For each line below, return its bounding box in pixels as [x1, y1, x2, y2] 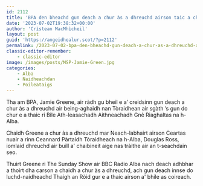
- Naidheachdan [17, 76, 56, 82]
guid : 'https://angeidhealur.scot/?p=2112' [6, 37, 118, 43]
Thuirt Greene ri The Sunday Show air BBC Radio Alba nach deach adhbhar [6, 161, 194, 167]
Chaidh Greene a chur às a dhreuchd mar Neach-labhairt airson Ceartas [6, 129, 186, 136]
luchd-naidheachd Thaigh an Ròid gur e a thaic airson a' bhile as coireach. [6, 173, 192, 180]
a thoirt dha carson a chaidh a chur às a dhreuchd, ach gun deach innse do [6, 167, 193, 174]
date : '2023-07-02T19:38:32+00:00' [6, 20, 96, 26]
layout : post [6, 31, 39, 37]
